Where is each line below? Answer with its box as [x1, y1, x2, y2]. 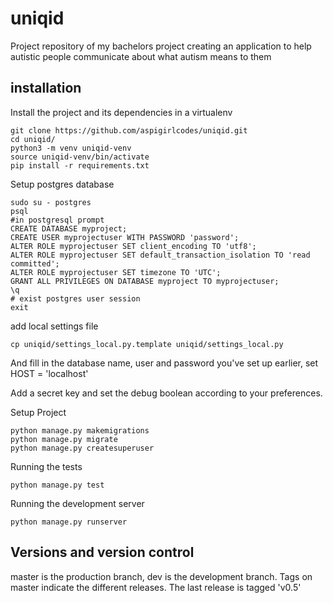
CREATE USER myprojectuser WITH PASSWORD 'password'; [10, 232, 240, 242]
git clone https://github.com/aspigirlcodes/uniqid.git [10, 125, 248, 136]
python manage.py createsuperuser [10, 443, 155, 453]
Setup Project [10, 406, 67, 418]
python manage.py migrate [10, 434, 118, 444]
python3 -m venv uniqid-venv [10, 143, 132, 153]
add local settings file [10, 320, 99, 332]
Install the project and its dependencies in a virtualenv [10, 106, 233, 118]
